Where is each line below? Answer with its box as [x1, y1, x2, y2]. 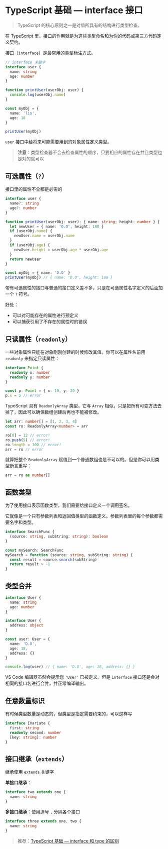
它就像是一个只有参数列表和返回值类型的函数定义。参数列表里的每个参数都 [5, 513, 158, 519]
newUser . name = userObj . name [14, 233, 75, 239]
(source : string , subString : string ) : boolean [9, 534, 108, 539]
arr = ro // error [5, 447, 43, 452]
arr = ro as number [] [5, 473, 50, 478]
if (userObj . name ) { [9, 229, 52, 234]
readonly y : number [9, 375, 50, 380]
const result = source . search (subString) [9, 557, 97, 562]
